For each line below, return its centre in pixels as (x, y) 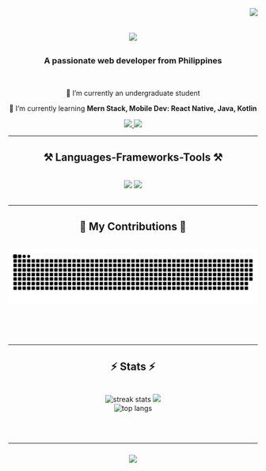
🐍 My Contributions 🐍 (133, 226)
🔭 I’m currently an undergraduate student (133, 93)
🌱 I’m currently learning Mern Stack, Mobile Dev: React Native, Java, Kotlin (133, 108)
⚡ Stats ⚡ (133, 367)
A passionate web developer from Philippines (133, 61)
